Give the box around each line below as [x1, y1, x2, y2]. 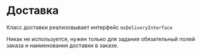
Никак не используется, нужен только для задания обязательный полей [6, 35, 196, 42]
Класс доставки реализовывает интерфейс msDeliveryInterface [6, 24, 173, 31]
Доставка [6, 4, 59, 18]
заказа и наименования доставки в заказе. [6, 42, 119, 49]
